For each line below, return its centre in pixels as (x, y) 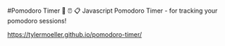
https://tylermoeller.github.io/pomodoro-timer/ (75, 34)
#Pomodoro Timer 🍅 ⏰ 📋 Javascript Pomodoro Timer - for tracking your (112, 11)
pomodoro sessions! (37, 21)
